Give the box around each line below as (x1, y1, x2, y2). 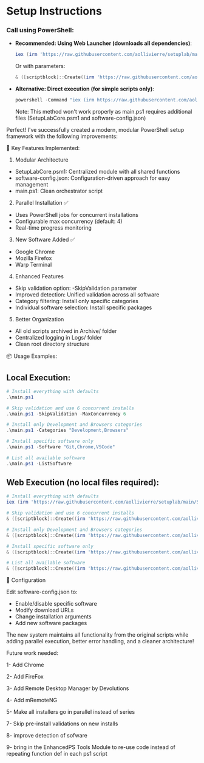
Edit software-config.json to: (6, 588, 78, 596)
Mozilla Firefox (15, 255, 52, 262)
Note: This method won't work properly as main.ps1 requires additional (15, 108, 192, 115)
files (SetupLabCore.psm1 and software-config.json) (15, 114, 146, 122)
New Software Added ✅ (15, 236, 75, 244)
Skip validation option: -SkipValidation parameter (15, 284, 138, 292)
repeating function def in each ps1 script (6, 750, 107, 758)
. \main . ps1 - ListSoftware (6, 460, 72, 467)
